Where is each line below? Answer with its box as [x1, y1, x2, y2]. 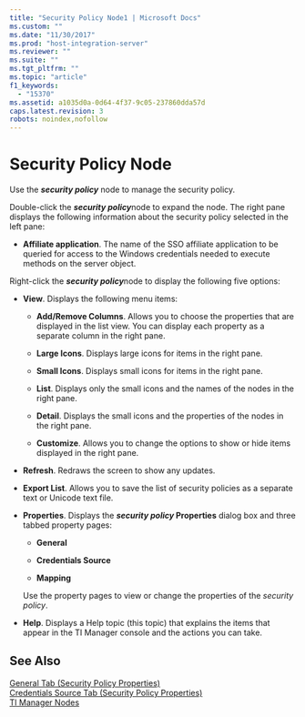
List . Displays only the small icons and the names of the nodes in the [36, 383, 294, 394]
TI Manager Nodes [9, 697, 80, 708]
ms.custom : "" [9, 22, 64, 31]
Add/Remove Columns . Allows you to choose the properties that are [36, 311, 294, 322]
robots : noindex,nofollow [9, 115, 107, 124]
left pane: [9, 221, 46, 232]
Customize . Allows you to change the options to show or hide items [36, 438, 291, 449]
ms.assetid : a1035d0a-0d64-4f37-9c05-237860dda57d [9, 97, 206, 107]
